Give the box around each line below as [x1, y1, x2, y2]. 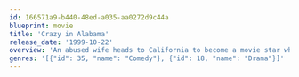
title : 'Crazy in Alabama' [9, 29, 109, 38]
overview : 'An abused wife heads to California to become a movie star [9, 46, 280, 55]
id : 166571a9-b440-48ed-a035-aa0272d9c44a [9, 12, 169, 22]
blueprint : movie [9, 21, 74, 30]
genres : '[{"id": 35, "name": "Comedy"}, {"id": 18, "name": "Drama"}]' [9, 54, 285, 63]
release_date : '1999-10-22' [9, 37, 114, 47]
